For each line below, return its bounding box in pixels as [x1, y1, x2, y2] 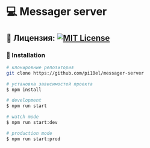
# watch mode [6, 114, 39, 120]
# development [6, 97, 42, 103]
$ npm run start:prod [6, 136, 61, 142]
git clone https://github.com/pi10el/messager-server [6, 70, 145, 76]
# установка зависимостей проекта [6, 81, 93, 87]
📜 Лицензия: [6, 32, 55, 43]
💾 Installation [6, 51, 46, 59]
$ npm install [6, 87, 42, 93]
